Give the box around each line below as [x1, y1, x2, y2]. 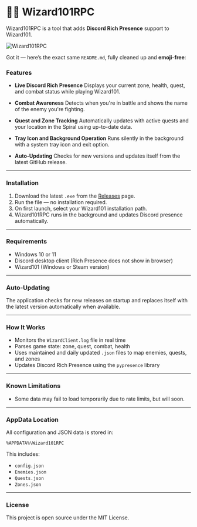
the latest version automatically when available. [6, 303, 121, 311]
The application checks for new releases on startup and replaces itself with [6, 297, 188, 304]
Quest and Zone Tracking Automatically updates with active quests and [14, 117, 189, 124]
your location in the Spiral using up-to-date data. [14, 124, 133, 131]
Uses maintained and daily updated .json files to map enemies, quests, [14, 349, 187, 356]
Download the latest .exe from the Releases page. [14, 192, 135, 199]
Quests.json [14, 476, 44, 482]
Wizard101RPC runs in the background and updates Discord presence [14, 211, 183, 218]
